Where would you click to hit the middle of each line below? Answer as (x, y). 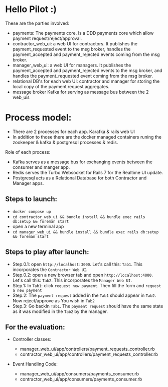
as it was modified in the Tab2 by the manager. (60, 311)
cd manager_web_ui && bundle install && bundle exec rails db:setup (86, 232)
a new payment (27, 290)
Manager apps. (28, 183)
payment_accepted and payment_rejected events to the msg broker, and (87, 70)
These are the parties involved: (37, 23)
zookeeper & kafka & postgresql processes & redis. (65, 142)
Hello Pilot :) (31, 9)
